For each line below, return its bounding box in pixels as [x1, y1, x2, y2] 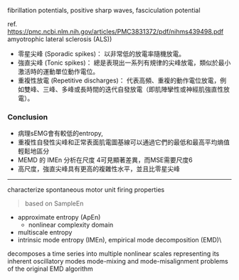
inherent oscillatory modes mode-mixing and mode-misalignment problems [7, 257, 229, 266]
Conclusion [7, 112, 48, 122]
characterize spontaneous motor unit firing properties [7, 185, 165, 194]
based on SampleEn [24, 199, 84, 208]
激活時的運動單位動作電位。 [17, 68, 100, 75]
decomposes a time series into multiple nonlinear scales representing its [7, 249, 220, 258]
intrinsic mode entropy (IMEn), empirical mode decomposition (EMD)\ [17, 236, 222, 244]
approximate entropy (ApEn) [17, 213, 101, 222]
